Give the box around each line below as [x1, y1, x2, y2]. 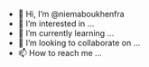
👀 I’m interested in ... [17, 18, 95, 29]
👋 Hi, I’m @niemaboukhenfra [17, 9, 125, 19]
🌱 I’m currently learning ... [17, 28, 115, 38]
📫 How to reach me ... [17, 48, 102, 58]
